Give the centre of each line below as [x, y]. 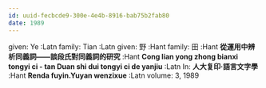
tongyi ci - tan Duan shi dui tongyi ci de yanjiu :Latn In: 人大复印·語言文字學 [133, 66]
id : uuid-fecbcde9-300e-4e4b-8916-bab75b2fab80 [89, 15]
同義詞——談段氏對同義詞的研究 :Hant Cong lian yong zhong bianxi [126, 56]
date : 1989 [26, 23]
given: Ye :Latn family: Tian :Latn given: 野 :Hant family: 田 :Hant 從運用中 [128, 46]
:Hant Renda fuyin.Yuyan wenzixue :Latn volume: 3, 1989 [104, 75]
